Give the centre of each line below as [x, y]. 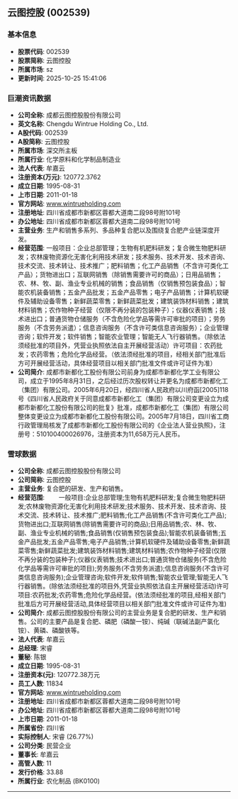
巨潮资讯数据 [29, 98]
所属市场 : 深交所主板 [47, 150]
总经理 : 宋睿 [35, 648]
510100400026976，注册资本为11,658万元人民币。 [110, 434]
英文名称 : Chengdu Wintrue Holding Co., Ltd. [83, 123]
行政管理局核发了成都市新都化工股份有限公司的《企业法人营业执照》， [118, 425]
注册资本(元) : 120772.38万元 [59, 675]
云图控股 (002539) [49, 13]
